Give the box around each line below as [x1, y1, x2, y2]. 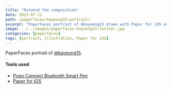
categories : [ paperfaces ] [5, 31, 60, 36]
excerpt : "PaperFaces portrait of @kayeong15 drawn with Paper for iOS [5, 21, 161, 27]
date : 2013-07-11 [5, 12, 42, 17]
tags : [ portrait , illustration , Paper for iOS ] [5, 36, 109, 41]
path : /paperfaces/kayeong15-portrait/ [5, 17, 91, 22]
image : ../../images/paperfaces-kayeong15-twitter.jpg [5, 26, 125, 32]
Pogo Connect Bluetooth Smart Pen [12, 73, 88, 79]
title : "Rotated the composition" [5, 7, 79, 13]
